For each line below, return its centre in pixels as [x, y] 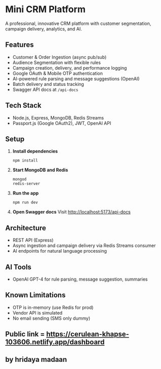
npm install [25, 161]
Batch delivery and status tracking [48, 84]
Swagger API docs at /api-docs [45, 89]
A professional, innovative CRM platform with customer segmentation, [78, 23]
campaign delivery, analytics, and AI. [44, 28]
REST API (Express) [33, 240]
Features [19, 45]
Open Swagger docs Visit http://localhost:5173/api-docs [71, 212]
